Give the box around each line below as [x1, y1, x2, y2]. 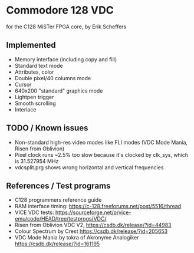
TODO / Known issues [6, 123, 88, 133]
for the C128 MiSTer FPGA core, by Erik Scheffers [6, 23, 127, 30]
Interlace [14, 106, 37, 113]
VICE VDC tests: [14, 209, 54, 216]
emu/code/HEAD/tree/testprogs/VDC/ [14, 215, 107, 222]
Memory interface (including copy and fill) [14, 55, 117, 63]
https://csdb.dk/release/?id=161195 [14, 240, 100, 248]
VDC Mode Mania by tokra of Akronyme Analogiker [14, 234, 140, 241]
